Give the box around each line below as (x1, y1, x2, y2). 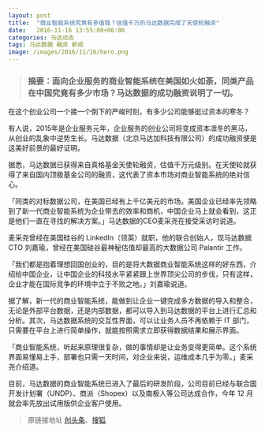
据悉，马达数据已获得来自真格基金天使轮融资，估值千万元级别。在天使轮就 (8, 160, 250, 169)
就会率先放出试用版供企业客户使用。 (8, 399, 126, 408)
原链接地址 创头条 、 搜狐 (27, 415, 106, 425)
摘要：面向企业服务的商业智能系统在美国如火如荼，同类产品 (27, 76, 254, 87)
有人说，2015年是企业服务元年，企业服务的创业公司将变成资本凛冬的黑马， (8, 124, 252, 133)
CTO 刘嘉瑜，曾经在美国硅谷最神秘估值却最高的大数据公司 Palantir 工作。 (8, 243, 247, 252)
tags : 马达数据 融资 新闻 (8, 41, 84, 49)
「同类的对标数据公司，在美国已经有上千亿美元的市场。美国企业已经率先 (8, 196, 243, 206)
